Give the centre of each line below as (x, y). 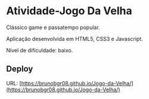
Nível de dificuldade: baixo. (40, 50)
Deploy (20, 69)
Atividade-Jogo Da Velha (69, 11)
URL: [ (14, 83)
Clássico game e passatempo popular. (53, 27)
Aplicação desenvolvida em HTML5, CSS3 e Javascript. (74, 39)
